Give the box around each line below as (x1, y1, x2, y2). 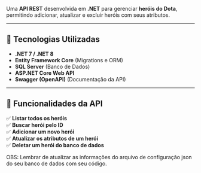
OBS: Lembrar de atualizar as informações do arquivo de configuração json (6, 153, 193, 160)
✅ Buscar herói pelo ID (6, 121, 64, 128)
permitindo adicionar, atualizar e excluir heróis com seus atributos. (6, 11, 170, 19)
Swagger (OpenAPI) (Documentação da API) (14, 75, 126, 83)
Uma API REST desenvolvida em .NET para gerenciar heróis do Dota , (6, 5, 178, 12)
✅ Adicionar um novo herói (6, 128, 75, 135)
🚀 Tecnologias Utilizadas (6, 34, 100, 44)
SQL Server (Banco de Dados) (14, 63, 90, 70)
